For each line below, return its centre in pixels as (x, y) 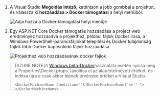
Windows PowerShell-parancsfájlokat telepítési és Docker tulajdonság (80, 41)
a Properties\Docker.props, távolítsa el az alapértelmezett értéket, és (84, 71)
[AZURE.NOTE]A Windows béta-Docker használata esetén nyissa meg (85, 66)
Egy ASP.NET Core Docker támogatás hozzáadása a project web (75, 31)
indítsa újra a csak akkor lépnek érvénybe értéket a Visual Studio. (80, 76)
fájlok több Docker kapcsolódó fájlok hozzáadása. (60, 47)
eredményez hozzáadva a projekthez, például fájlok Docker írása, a (77, 36)
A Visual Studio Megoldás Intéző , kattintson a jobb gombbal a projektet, (82, 7)
